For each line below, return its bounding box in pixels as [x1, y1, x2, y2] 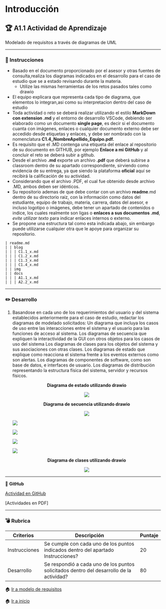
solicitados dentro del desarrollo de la [43, 567, 131, 574]
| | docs [5, 271, 23, 276]
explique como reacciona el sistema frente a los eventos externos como [12, 351, 159, 358]
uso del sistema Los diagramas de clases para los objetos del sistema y [12, 341, 158, 347]
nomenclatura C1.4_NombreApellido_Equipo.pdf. [12, 136, 115, 142]
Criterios [13, 532, 34, 539]
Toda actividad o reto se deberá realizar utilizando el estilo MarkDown [12, 110, 156, 116]
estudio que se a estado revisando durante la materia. [12, 78, 122, 84]
